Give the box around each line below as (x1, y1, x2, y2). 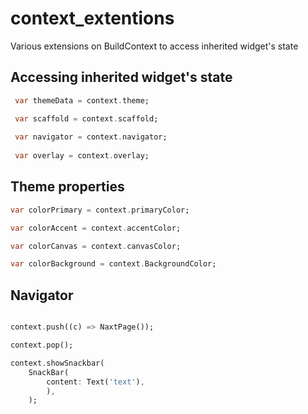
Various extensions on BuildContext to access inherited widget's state (10, 40, 299, 52)
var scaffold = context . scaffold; (14, 113, 159, 124)
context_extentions (10, 7, 175, 30)
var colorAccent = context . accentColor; (10, 223, 182, 233)
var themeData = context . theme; (14, 95, 150, 106)
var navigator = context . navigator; (14, 132, 168, 142)
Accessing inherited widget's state (10, 69, 233, 86)
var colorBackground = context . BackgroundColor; (10, 259, 217, 269)
